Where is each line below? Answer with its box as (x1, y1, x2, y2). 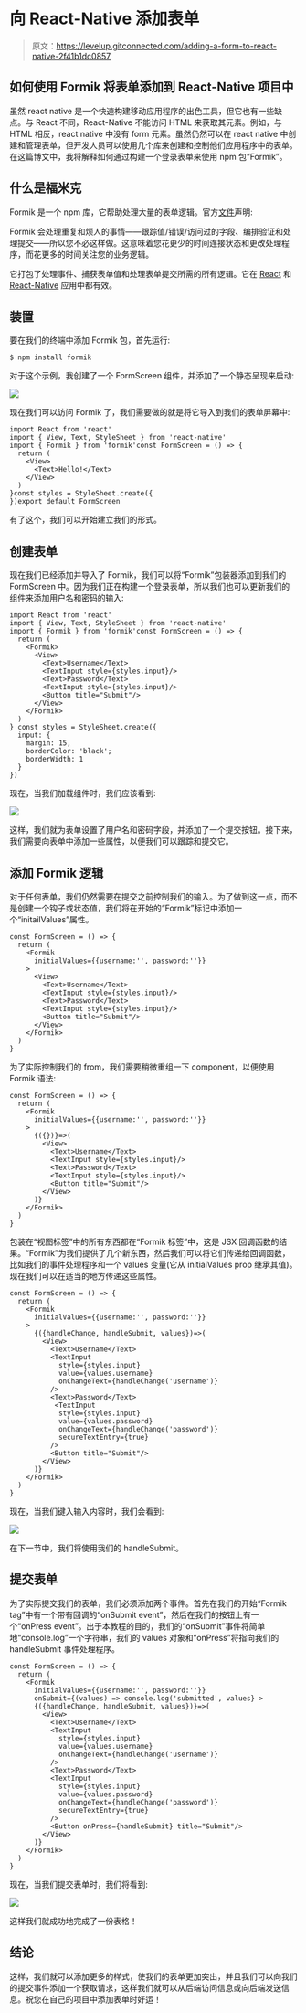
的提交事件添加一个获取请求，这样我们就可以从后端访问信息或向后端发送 (9, 1982, 281, 1993)
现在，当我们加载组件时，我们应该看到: (9, 788, 157, 799)
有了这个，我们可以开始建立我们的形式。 (9, 514, 162, 526)
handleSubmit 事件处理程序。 (9, 1643, 121, 1655)
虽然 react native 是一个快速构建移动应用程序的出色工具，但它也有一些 (9, 105, 275, 116)
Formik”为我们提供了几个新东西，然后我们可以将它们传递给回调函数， (28, 1248, 290, 1258)
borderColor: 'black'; (26, 747, 112, 756)
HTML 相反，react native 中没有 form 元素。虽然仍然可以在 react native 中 (9, 128, 289, 139)
